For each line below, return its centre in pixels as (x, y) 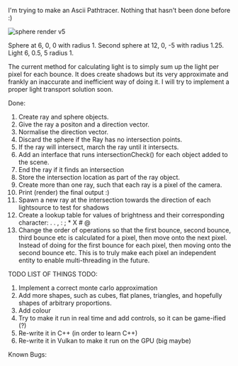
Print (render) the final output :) (64, 192)
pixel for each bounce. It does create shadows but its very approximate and (118, 74)
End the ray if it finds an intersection (71, 169)
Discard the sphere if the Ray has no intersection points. (100, 139)
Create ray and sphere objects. (63, 117)
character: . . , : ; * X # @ (54, 222)
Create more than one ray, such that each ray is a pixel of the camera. (120, 185)
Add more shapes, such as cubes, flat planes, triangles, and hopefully (120, 295)
